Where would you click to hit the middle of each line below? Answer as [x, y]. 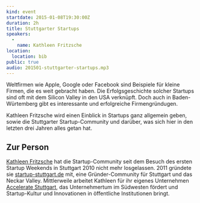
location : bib [29, 56]
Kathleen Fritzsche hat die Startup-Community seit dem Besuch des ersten [99, 162]
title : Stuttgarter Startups [43, 29]
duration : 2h [23, 23]
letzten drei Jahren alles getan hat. [49, 128]
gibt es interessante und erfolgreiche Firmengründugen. [108, 104]
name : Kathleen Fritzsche [50, 46]
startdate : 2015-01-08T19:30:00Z [48, 17]
